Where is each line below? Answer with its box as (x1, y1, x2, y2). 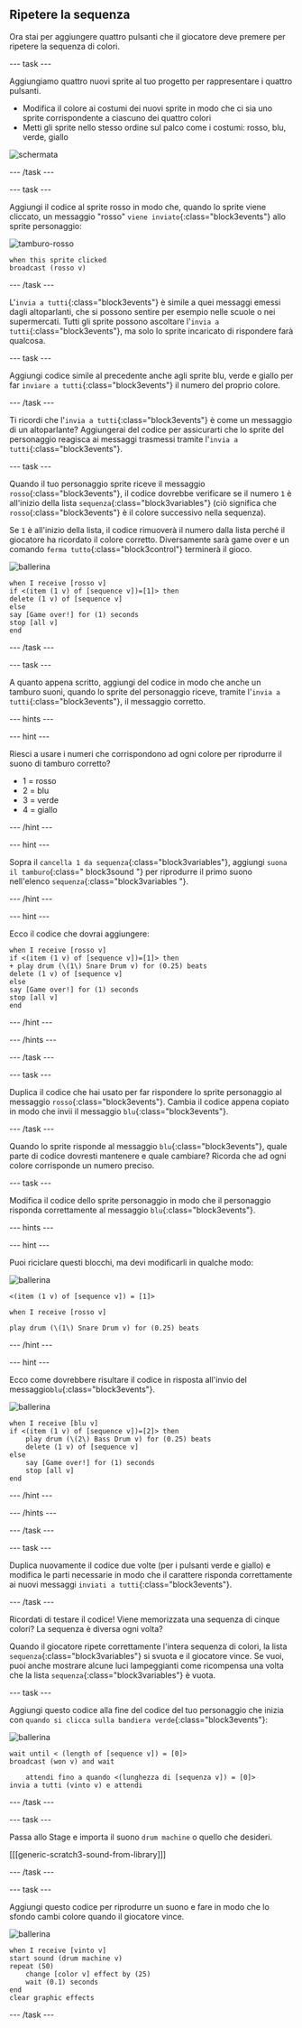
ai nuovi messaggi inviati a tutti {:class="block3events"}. (9, 1579, 233, 1590)
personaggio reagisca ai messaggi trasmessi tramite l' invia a (9, 433, 239, 445)
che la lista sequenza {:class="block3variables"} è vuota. (9, 1669, 216, 1681)
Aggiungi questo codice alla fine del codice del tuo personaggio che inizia (9, 1704, 284, 1715)
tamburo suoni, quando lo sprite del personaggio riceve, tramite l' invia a (9, 686, 281, 697)
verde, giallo (22, 131, 69, 143)
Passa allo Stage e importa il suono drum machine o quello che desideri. (9, 1831, 273, 1842)
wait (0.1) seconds (25, 1977, 99, 1987)
